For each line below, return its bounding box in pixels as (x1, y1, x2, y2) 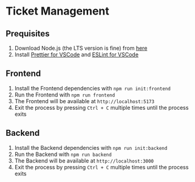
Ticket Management (5, 4, 110, 18)
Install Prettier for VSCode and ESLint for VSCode (14, 51, 139, 58)
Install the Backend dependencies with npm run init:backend (14, 144, 168, 151)
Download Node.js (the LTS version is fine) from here (14, 44, 148, 52)
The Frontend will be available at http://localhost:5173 (14, 97, 155, 104)
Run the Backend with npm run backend (14, 150, 112, 158)
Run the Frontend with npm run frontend (14, 91, 115, 98)
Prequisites (5, 29, 50, 39)
